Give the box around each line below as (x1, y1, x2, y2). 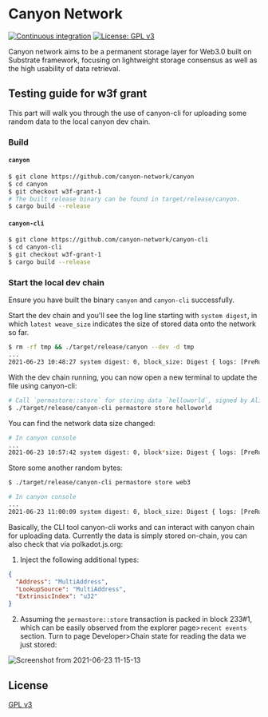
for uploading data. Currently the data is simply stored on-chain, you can (8, 531, 247, 540)
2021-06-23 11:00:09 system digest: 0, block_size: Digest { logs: (8, 508, 238, 516)
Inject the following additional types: (19, 555, 140, 564)
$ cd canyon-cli (8, 243, 62, 252)
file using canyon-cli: (8, 380, 77, 390)
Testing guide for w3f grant (8, 87, 148, 101)
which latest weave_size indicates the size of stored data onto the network (8, 319, 257, 329)
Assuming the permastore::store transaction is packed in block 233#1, (19, 615, 253, 624)
